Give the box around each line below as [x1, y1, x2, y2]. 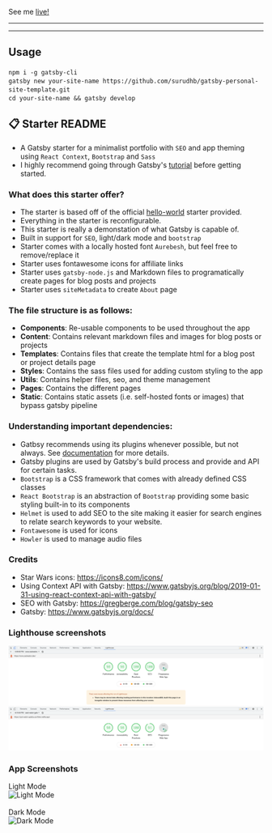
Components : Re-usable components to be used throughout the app [19, 323, 251, 333]
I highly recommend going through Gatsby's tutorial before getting [19, 159, 241, 169]
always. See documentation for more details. [19, 448, 170, 457]
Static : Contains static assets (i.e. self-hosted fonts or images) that [19, 392, 244, 402]
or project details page [19, 358, 96, 368]
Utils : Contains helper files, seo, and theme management [19, 375, 210, 385]
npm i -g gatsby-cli [8, 68, 79, 76]
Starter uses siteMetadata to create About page [19, 284, 178, 294]
